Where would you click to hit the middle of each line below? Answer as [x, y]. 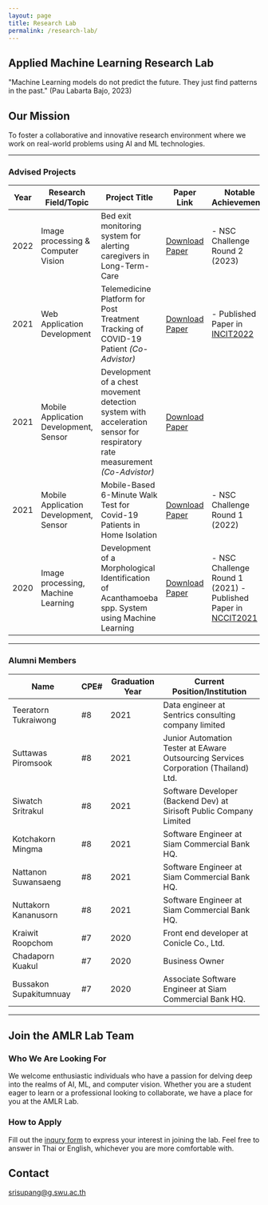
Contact [29, 1173]
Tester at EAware [195, 747]
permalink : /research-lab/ [53, 30]
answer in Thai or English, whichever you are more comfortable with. [121, 1148]
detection [119, 402]
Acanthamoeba [129, 598]
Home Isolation [129, 535]
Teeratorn [31, 710]
